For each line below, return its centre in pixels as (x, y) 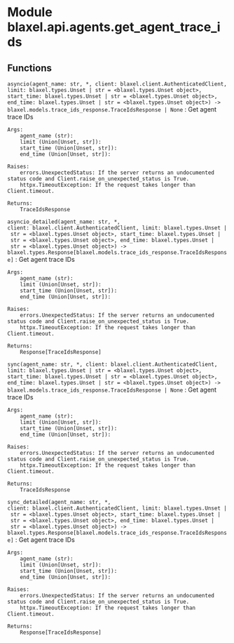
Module (30, 12)
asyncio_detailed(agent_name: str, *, (64, 222)
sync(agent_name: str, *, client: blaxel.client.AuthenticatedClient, (112, 364)
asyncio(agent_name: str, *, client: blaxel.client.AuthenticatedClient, (117, 84)
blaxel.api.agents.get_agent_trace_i (114, 27)
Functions (30, 68)
